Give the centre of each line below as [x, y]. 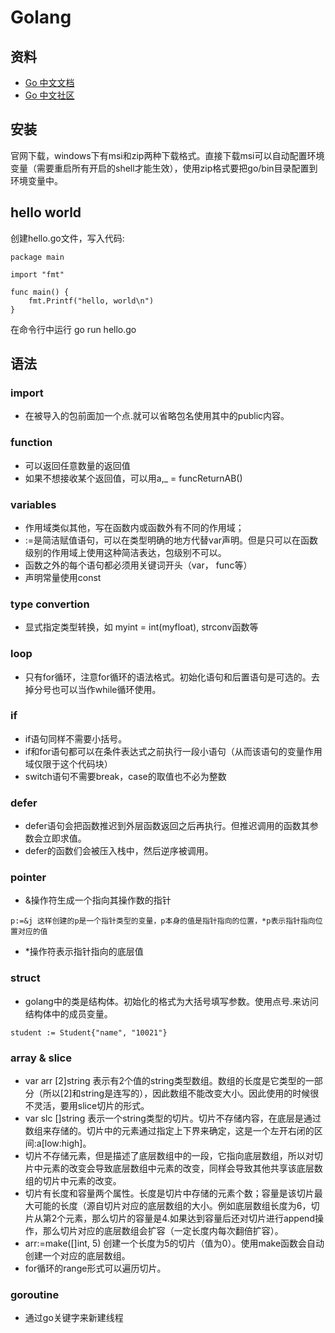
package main [37, 257]
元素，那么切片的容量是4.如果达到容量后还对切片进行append [190, 1218]
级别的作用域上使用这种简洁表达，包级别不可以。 [125, 552]
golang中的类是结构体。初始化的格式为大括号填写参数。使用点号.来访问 [171, 1001]
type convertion [50, 604]
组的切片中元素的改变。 [73, 1180]
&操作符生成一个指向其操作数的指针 [98, 900]
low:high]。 [68, 1143]
